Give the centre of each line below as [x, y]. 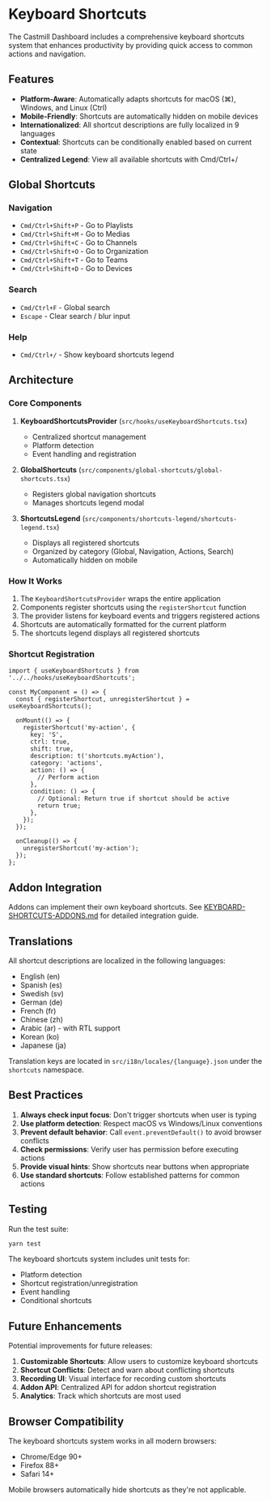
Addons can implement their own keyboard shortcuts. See [105, 907]
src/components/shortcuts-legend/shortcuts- [161, 519]
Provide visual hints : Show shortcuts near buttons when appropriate [135, 1166]
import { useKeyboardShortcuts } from [74, 671]
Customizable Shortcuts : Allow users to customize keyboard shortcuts [139, 1362]
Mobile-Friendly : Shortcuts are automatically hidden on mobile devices [139, 116]
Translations [41, 941]
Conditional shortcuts [56, 1301]
